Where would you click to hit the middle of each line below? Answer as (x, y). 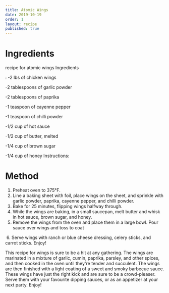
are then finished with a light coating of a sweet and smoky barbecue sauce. (85, 269)
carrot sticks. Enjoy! (26, 243)
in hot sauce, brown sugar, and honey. (52, 217)
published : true (22, 29)
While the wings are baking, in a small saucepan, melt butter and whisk (86, 212)
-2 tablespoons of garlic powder (39, 87)
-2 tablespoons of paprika (32, 97)
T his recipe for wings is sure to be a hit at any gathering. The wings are (79, 253)
